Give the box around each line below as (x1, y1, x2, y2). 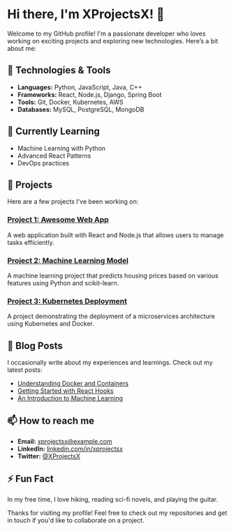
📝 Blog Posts (7, 340, 63, 352)
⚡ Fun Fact (7, 473, 54, 485)
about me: (7, 44, 37, 52)
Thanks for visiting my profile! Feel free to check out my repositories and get (7, 509, 228, 517)
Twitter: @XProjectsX (17, 451, 80, 460)
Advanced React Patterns (17, 151, 92, 160)
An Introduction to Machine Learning (17, 394, 124, 403)
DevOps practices (17, 158, 70, 167)
